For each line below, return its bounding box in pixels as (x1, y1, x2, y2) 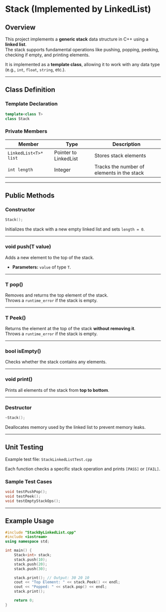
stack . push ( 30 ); (14, 566, 48, 571)
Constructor (5, 206, 36, 213)
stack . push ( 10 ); (14, 557, 48, 562)
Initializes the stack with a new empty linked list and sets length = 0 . (5, 226, 145, 232)
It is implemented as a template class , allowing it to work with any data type (5, 62, 160, 67)
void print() (5, 376, 33, 383)
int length (7, 167, 33, 172)
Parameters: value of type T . (12, 264, 71, 270)
